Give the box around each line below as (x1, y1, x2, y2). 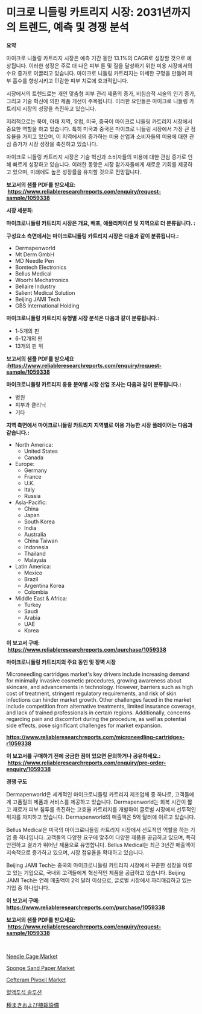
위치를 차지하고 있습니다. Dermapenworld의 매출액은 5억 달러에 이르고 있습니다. (6, 813, 196, 820)
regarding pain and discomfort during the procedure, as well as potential (6, 715, 186, 722)
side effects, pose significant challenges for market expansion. (6, 722, 163, 729)
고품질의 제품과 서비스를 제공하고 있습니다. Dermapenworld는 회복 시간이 (12, 798, 186, 805)
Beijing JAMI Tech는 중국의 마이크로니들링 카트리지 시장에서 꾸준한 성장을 (6, 861, 182, 869)
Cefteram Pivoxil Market (6, 976, 66, 983)
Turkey (24, 601, 42, 608)
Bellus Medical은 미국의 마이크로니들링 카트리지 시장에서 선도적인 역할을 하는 (6, 826, 189, 833)
